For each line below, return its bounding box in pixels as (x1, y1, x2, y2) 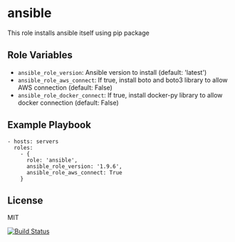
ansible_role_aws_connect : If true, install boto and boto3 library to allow (17, 75, 228, 84)
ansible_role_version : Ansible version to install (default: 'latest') (17, 68, 207, 76)
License (7, 194, 43, 206)
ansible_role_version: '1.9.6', (26, 162, 122, 170)
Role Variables (7, 49, 73, 61)
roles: (14, 144, 33, 151)
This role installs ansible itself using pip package (7, 28, 150, 37)
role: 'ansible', (26, 157, 78, 164)
